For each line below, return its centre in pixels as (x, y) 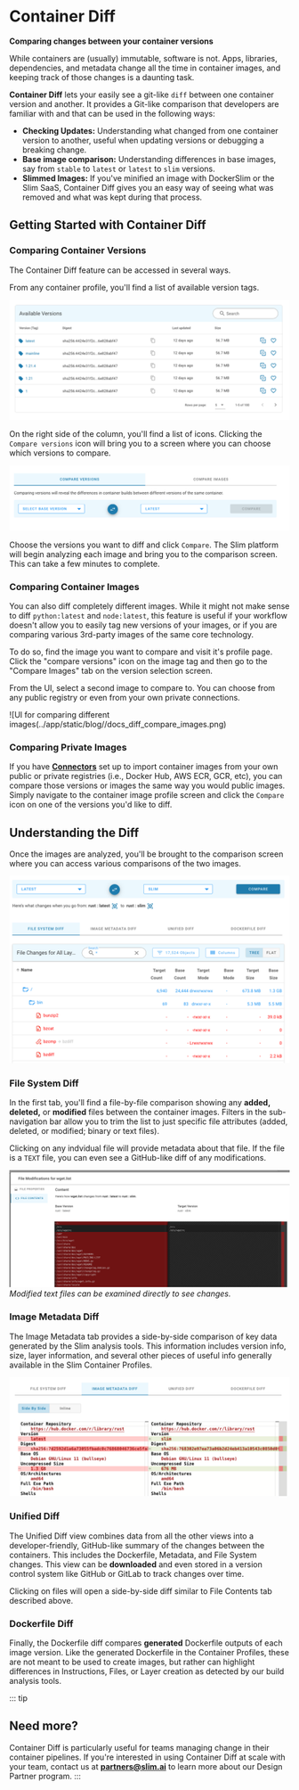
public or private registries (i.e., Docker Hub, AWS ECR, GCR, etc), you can (146, 776)
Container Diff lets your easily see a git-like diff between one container (141, 94)
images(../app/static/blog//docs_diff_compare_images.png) (118, 725)
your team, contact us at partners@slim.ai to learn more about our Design (146, 1766)
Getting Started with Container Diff (108, 225)
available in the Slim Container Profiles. (81, 1365)
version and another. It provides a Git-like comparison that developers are (144, 103)
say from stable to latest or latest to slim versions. (118, 168)
